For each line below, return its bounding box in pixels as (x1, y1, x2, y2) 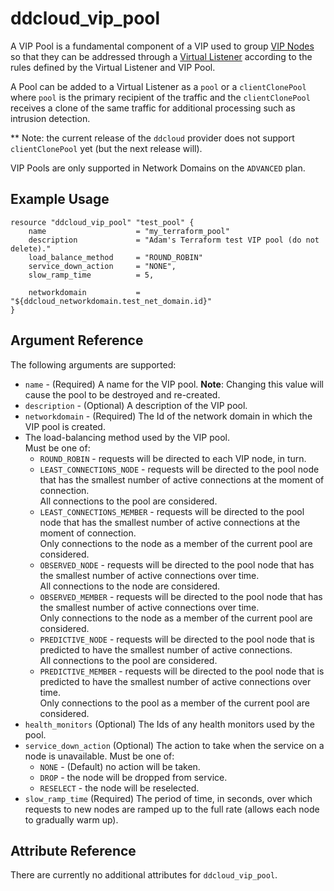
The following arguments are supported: (10, 358, 177, 371)
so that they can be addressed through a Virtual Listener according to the (10, 50, 313, 62)
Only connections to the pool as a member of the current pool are (39, 697, 310, 709)
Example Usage (10, 191, 110, 208)
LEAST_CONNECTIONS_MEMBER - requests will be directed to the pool (39, 505, 305, 517)
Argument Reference (10, 332, 144, 349)
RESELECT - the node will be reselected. (39, 782, 200, 794)
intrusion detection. (10, 112, 91, 124)
